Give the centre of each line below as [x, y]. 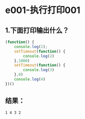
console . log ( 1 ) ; [31, 46]
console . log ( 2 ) [39, 56]
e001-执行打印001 [43, 10]
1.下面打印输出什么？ [37, 30]
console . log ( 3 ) [39, 70]
